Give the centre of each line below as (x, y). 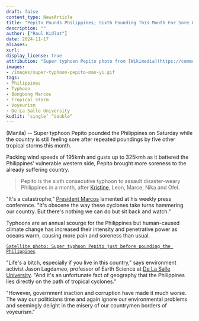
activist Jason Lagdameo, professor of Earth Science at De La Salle (88, 269)
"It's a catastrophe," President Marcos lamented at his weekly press (89, 199)
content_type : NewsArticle (39, 17)
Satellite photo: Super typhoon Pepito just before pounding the (88, 246)
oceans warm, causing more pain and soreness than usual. (78, 236)
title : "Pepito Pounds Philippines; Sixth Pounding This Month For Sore (98, 23)
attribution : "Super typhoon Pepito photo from (66, 61)
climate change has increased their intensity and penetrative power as (92, 229)
